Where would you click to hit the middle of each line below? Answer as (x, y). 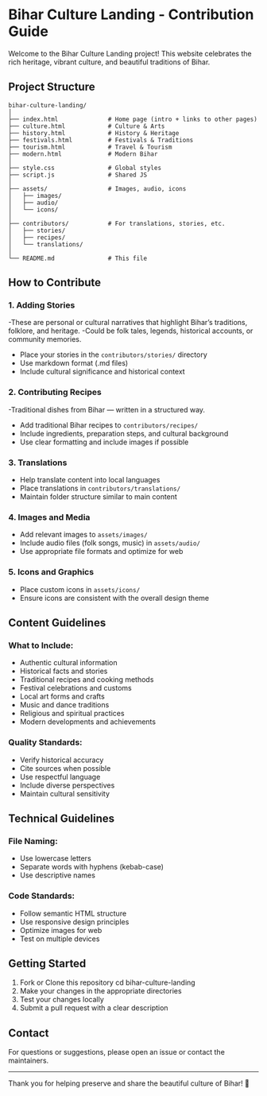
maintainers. (29, 1061)
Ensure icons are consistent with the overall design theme (114, 598)
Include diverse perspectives (67, 785)
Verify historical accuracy (62, 760)
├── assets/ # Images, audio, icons (97, 188)
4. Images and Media (49, 517)
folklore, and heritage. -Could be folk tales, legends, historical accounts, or (131, 331)
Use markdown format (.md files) (74, 363)
